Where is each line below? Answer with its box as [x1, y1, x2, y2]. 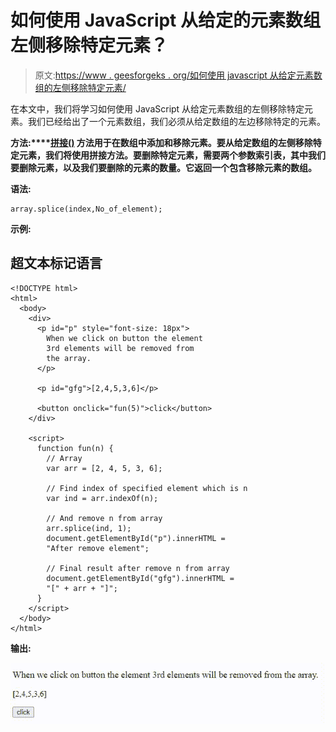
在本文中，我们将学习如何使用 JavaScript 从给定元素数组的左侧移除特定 [10, 102, 305, 115]
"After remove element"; [46, 543, 150, 553]
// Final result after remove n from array [46, 563, 230, 573]
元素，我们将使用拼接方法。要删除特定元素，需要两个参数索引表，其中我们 [18, 149, 326, 161]
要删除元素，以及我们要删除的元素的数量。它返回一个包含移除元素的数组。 [10, 161, 317, 173]
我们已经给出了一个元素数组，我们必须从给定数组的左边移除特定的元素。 [27, 115, 326, 127]
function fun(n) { [36, 443, 114, 453]
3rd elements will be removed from [46, 343, 195, 353]
